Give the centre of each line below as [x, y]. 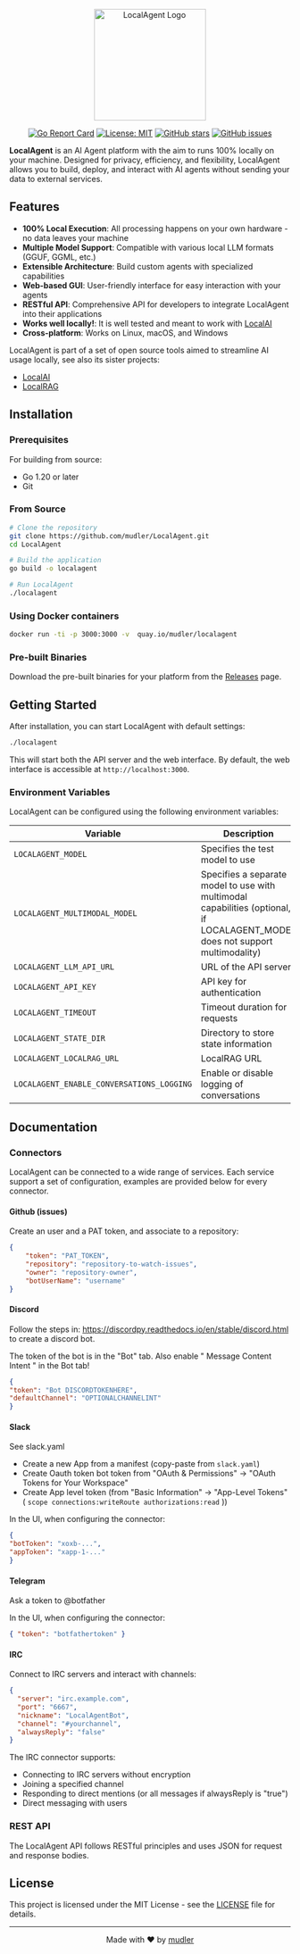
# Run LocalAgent [42, 585]
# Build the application [55, 561]
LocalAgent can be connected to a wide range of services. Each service [142, 1172]
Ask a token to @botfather [57, 1601]
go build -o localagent [54, 569]
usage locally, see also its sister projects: [85, 359]
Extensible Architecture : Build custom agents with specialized [137, 266]
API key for [224, 982]
